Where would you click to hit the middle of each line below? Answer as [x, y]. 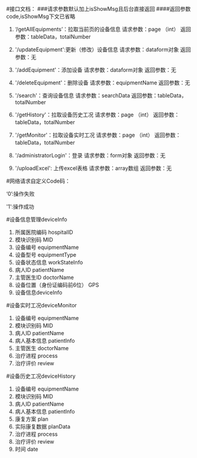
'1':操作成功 [20, 206]
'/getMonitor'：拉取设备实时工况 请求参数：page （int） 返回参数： [98, 135]
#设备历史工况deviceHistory [41, 376]
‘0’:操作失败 [20, 194]
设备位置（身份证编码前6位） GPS [57, 285]
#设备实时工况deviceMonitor [41, 305]
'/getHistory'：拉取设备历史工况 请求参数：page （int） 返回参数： [97, 114]
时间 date [26, 449]
